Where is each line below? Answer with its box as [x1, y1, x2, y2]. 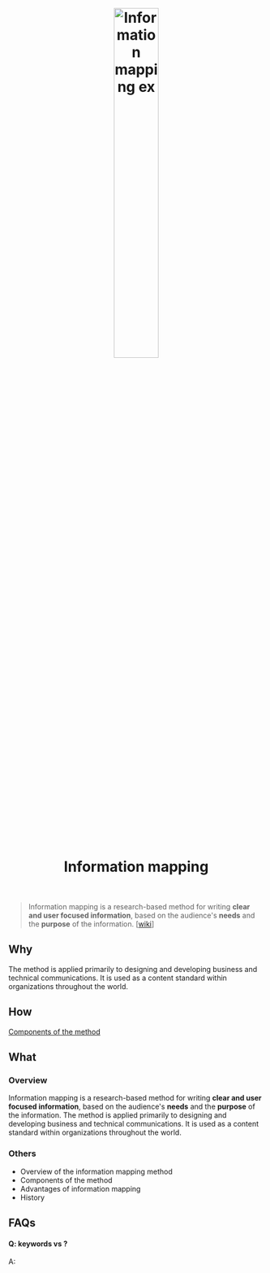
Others [8, 1148, 36, 1159]
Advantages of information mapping [19, 1184, 141, 1193]
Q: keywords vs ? [8, 1239, 68, 1249]
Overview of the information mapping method [19, 1166, 173, 1176]
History [19, 1192, 45, 1202]
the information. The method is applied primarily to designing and [8, 1110, 227, 1120]
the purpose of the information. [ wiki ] [28, 918, 155, 929]
